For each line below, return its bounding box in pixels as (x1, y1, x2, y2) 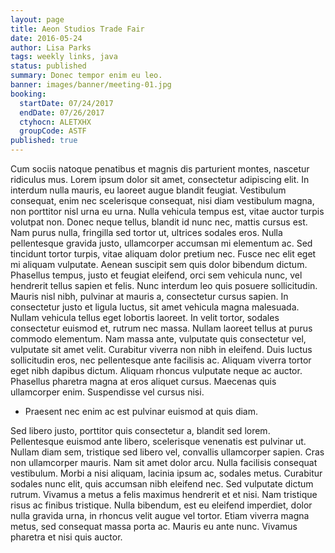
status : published (10, 61, 87, 71)
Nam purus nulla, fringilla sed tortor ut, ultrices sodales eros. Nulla (10, 227, 283, 238)
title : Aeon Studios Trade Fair (10, 24, 145, 34)
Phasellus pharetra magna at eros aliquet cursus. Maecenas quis (10, 376, 277, 387)
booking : (10, 89, 47, 99)
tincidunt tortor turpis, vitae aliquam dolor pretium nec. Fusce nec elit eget (10, 248, 317, 260)
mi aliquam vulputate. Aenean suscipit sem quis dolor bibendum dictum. (10, 259, 308, 270)
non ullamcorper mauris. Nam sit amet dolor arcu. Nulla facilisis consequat (10, 457, 318, 468)
